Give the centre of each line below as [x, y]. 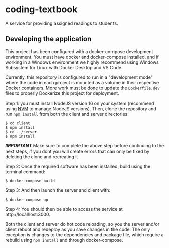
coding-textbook [41, 9]
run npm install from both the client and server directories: [67, 114]
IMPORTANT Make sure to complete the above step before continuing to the [85, 145]
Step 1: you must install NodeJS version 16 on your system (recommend [80, 103]
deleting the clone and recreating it [42, 156]
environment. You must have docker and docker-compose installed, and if [82, 57]
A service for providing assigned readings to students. [62, 23]
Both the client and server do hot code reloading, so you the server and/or [82, 224]
